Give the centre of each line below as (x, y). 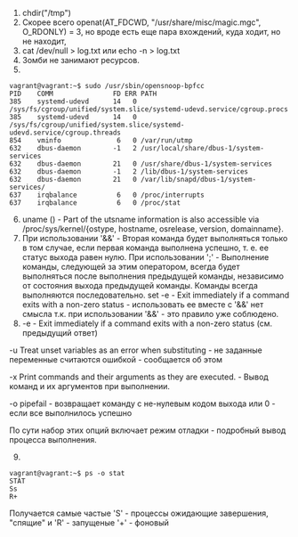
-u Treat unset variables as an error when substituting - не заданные (136, 350)
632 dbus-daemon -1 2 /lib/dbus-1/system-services (129, 172)
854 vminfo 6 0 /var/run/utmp (101, 141)
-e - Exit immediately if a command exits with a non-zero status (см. (147, 323)
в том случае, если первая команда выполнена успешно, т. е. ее (145, 248)
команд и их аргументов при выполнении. (90, 386)
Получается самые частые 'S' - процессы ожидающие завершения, (139, 513)
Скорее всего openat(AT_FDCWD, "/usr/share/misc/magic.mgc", (141, 22)
